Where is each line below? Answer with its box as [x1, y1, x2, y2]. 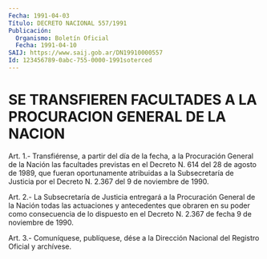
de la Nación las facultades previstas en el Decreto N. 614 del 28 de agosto [8, 159, 257, 169]
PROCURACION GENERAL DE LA [8, 108, 227, 126]
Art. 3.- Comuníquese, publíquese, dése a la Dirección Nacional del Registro [8, 233, 260, 242]
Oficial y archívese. [8, 241, 72, 251]
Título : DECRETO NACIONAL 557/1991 [8, 19, 127, 27]
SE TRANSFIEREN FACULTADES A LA [8, 91, 257, 109]
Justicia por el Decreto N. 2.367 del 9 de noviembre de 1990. [8, 177, 210, 186]
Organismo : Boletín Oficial [15, 34, 110, 42]
